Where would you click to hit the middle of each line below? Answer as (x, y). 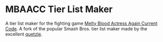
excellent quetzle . (24, 34)
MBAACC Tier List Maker (59, 9)
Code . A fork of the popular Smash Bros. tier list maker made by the (76, 28)
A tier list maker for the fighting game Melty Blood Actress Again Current (81, 23)
